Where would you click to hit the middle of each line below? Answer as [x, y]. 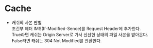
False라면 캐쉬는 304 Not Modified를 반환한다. [57, 40]
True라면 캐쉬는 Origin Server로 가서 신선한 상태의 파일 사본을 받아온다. [80, 34]
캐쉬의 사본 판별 [26, 22]
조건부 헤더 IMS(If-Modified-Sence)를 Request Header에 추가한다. [76, 28]
